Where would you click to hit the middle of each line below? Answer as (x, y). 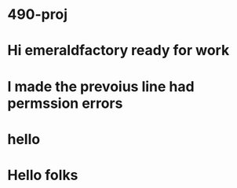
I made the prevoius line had (101, 86)
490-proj (38, 15)
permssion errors (65, 103)
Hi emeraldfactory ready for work (118, 51)
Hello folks (43, 175)
